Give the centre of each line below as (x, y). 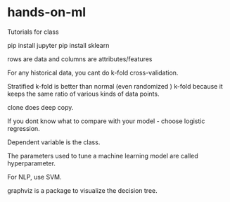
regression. (24, 128)
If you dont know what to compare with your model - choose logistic (106, 121)
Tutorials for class (33, 32)
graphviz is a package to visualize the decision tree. (83, 190)
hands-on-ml (47, 12)
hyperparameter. (32, 163)
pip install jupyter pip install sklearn (58, 45)
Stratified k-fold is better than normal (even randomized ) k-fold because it (115, 86)
